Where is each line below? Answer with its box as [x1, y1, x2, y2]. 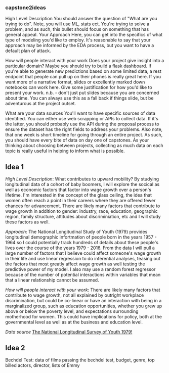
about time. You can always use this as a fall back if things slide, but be [5, 95, 154, 101]
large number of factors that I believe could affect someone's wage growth [5, 250, 161, 256]
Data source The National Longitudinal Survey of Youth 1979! [5, 329, 133, 335]
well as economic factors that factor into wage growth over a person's [5, 186, 152, 193]
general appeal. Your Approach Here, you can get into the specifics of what [5, 32, 163, 38]
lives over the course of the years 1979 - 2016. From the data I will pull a [5, 245, 155, 251]
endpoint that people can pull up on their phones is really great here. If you [5, 74, 161, 80]
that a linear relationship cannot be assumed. [5, 277, 100, 283]
